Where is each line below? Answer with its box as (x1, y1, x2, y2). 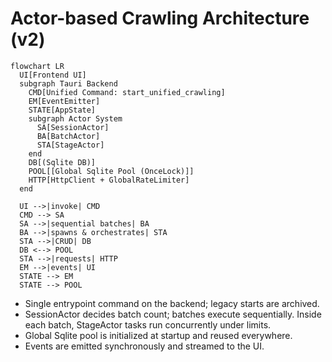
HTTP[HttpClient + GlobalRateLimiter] (28, 175, 190, 185)
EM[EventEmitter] (28, 96, 101, 106)
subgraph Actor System (28, 113, 123, 124)
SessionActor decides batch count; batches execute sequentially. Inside (24, 308, 322, 320)
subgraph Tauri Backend (19, 78, 118, 89)
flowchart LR (10, 61, 65, 71)
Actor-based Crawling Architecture (10, 7, 310, 30)
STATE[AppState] (28, 105, 97, 115)
